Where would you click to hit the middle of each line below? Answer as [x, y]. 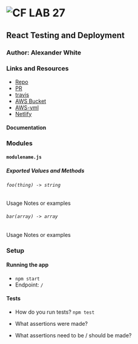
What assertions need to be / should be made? [73, 336]
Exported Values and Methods [45, 170]
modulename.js [24, 157]
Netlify [23, 114]
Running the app [28, 265]
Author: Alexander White [44, 53]
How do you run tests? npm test [55, 312]
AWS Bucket [31, 101]
